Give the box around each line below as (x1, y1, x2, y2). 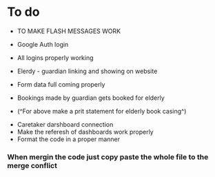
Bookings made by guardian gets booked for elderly (17, 94, 165, 102)
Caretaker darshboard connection (17, 120, 114, 128)
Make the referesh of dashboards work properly (17, 127, 154, 136)
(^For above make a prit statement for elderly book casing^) (17, 107, 187, 115)
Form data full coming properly (17, 80, 105, 88)
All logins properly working (17, 53, 94, 62)
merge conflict (7, 160, 57, 170)
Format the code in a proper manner (17, 135, 121, 143)
